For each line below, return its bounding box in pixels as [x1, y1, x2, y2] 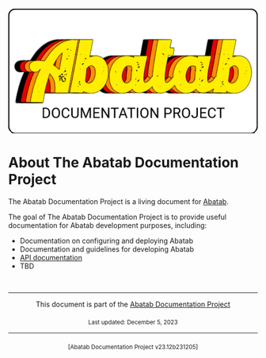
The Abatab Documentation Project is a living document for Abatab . [8, 196, 230, 206]
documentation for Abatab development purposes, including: [8, 220, 207, 230]
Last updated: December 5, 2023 [88, 318, 178, 326]
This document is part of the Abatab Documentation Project [35, 299, 231, 309]
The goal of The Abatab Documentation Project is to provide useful [8, 212, 227, 221]
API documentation [19, 252, 83, 262]
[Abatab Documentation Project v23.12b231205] [67, 343, 199, 351]
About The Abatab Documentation [8, 154, 239, 171]
